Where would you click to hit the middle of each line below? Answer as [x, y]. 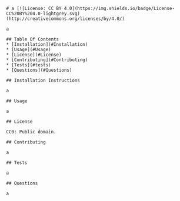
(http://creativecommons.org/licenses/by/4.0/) [66, 19]
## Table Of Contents [33, 39]
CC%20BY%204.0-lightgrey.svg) [43, 14]
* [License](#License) [34, 55]
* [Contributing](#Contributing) [47, 60]
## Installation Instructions [43, 81]
